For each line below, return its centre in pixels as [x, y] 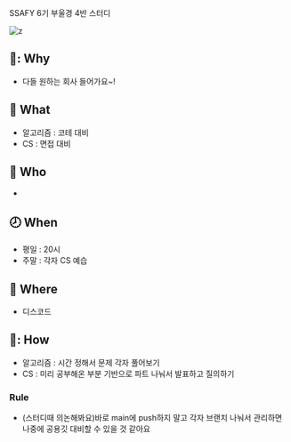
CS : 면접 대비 [46, 143]
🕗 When [33, 222]
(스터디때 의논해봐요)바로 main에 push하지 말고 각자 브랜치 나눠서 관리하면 [152, 418]
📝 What [30, 110]
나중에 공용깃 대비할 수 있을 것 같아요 [86, 429]
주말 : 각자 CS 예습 [55, 261]
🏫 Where [33, 289]
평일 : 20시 [41, 249]
